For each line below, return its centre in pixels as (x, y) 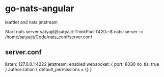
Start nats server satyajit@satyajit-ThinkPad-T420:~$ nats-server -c (74, 31)
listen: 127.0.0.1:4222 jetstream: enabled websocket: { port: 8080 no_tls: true (82, 64)
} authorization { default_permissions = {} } (49, 69)
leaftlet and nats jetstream (31, 22)
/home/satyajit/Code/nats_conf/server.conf (49, 37)
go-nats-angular (40, 9)
